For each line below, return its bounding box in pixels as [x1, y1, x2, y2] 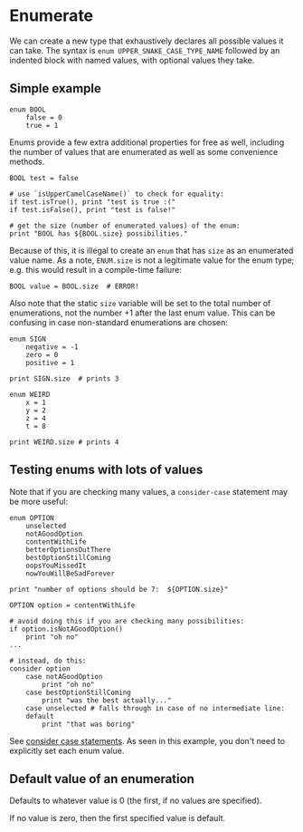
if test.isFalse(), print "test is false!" [9, 205, 176, 214]
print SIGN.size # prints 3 [9, 373, 119, 383]
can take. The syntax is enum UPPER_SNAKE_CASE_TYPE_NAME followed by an [9, 44, 280, 55]
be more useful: [9, 496, 69, 507]
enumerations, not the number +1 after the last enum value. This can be [9, 307, 276, 318]
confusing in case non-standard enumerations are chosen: [9, 316, 229, 327]
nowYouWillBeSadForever [25, 568, 116, 578]
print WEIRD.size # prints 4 [9, 437, 119, 447]
